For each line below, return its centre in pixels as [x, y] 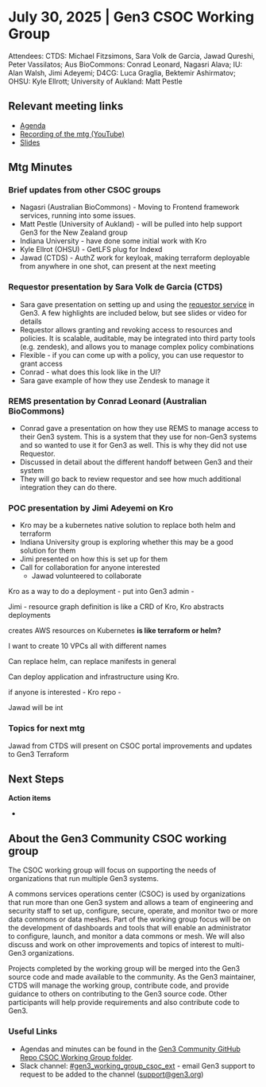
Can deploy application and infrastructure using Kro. [94, 677]
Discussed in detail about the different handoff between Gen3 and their [136, 462]
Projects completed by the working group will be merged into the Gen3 [124, 969]
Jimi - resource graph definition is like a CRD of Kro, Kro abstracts [116, 607]
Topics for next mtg [47, 728]
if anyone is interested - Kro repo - [65, 693]
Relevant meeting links [66, 106]
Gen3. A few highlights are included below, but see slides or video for [133, 313]
